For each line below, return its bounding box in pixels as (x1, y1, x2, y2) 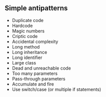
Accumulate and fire (12, 81, 54, 87)
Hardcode (12, 22, 33, 28)
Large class (12, 59, 36, 65)
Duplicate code (12, 17, 44, 23)
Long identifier (12, 54, 43, 60)
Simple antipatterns (5, 4, 68, 12)
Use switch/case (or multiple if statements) (12, 86, 101, 92)
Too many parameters (12, 70, 58, 76)
